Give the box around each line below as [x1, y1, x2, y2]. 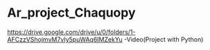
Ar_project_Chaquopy [7, 5, 136, 21]
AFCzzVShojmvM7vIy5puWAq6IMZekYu [7, 35, 123, 43]
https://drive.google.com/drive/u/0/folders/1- [7, 28, 136, 36]
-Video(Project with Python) [123, 35, 204, 43]
